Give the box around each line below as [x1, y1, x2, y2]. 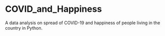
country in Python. [5, 25, 43, 31]
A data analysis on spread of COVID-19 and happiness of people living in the [5, 20, 161, 26]
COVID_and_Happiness [5, 3, 102, 15]
